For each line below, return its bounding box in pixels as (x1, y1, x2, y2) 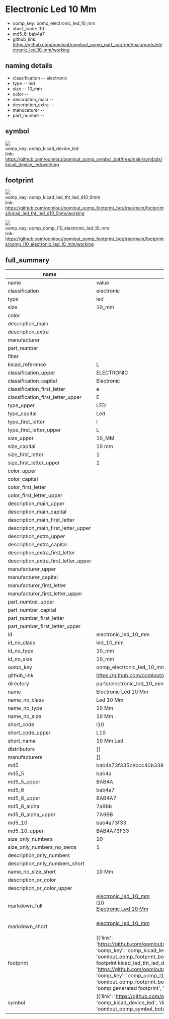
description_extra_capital (8, 541, 67, 548)
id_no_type (8, 647, 34, 654)
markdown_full (8, 902, 43, 909)
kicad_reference (8, 361, 46, 368)
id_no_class (8, 639, 35, 646)
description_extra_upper (8, 533, 65, 540)
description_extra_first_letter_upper (8, 557, 92, 564)
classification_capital (8, 378, 57, 385)
